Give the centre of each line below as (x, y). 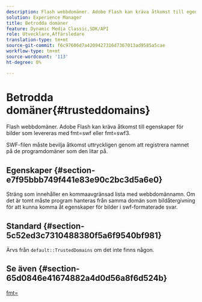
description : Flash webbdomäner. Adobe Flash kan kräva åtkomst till (95, 12)
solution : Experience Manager (44, 17)
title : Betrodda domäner (37, 23)
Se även (22, 269)
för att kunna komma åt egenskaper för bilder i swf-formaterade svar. (92, 207)
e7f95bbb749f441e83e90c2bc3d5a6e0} (84, 179)
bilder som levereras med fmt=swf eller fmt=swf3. (69, 133)
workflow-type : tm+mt (33, 51)
